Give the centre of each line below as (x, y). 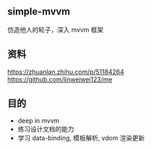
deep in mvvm (38, 121)
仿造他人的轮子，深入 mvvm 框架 (55, 29)
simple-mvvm (39, 12)
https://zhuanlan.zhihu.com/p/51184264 (66, 72)
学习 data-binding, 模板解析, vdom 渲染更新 (81, 138)
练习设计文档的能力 (46, 129)
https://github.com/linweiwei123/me (60, 79)
